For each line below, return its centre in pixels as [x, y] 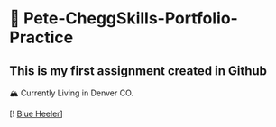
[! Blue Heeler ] [36, 113]
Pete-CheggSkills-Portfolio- [131, 18]
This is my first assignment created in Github [138, 71]
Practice [41, 37]
